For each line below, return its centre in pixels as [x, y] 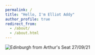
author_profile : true [28, 19]
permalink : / [19, 10]
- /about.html [24, 33]
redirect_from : [21, 24]
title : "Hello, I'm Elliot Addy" [40, 14]
